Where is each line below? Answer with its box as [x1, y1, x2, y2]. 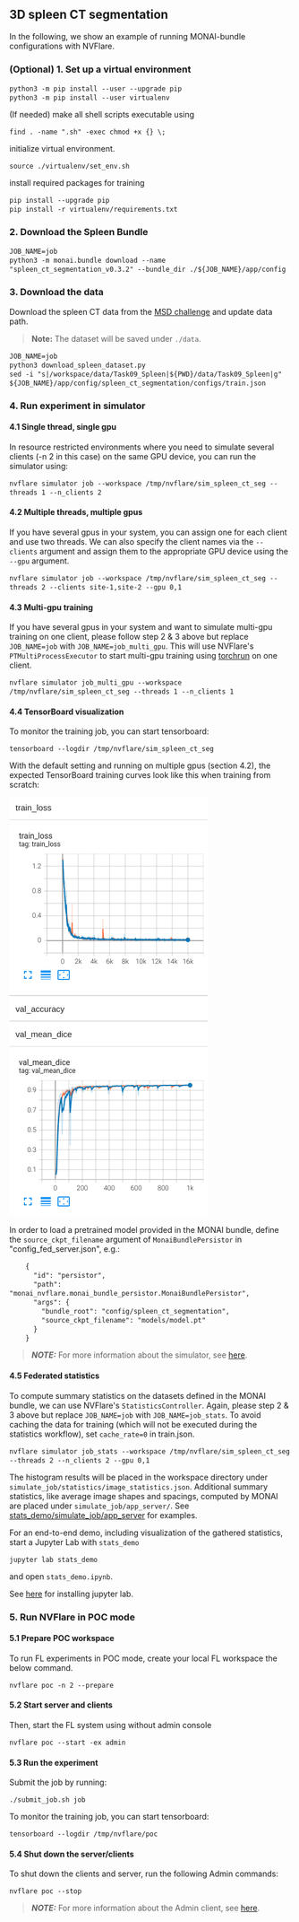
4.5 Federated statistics [9, 1370, 100, 1381]
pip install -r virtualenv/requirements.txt [9, 205, 178, 214]
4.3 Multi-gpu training [9, 601, 94, 613]
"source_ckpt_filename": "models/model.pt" [41, 1316, 206, 1325]
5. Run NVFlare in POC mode [9, 1611, 136, 1623]
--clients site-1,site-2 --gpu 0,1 [48, 583, 182, 592]
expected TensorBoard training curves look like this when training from [9, 770, 271, 781]
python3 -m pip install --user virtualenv [9, 93, 170, 102]
